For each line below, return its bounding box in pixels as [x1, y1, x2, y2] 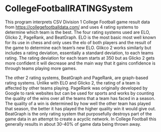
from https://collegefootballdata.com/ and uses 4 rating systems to [5, 24, 139, 30]
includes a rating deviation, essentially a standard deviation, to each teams [5, 49, 154, 56]
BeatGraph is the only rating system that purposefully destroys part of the [5, 111, 152, 116]
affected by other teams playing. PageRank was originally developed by [5, 85, 148, 91]
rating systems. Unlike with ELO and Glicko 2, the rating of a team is [5, 80, 140, 85]
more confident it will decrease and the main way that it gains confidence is [5, 60, 156, 66]
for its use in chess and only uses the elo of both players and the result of [5, 39, 152, 45]
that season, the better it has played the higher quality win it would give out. [5, 105, 156, 112]
